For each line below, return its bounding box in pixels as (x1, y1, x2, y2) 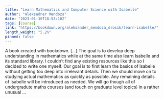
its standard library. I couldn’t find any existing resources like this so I (5, 58, 144, 64)
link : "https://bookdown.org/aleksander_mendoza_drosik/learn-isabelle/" (5, 25, 159, 30)
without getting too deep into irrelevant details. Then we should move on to (5, 68, 157, 74)
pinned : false (5, 35, 34, 40)
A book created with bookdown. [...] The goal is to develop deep (5, 47, 135, 54)
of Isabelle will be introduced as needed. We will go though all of (5, 79, 136, 84)
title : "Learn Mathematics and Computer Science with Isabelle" (5, 7, 139, 12)
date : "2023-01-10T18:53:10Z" (5, 16, 67, 21)
